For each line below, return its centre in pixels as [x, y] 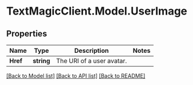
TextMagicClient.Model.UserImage [97, 11]
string [41, 61]
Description [92, 51]
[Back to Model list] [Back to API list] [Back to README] [76, 76]
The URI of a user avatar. [92, 61]
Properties [27, 34]
